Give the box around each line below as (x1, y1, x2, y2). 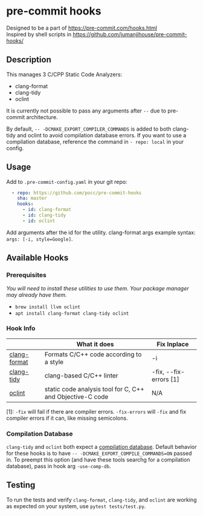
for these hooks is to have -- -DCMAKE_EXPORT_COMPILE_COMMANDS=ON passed (6, 449, 192, 457)
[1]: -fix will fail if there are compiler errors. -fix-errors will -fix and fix (6, 408, 187, 415)
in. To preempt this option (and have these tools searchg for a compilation (6, 456, 190, 463)
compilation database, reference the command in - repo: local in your (6, 138, 184, 145)
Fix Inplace (156, 340, 189, 348)
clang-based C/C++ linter (44, 371, 118, 379)
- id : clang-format (22, 207, 71, 213)
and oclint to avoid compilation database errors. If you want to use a (17, 131, 187, 139)
